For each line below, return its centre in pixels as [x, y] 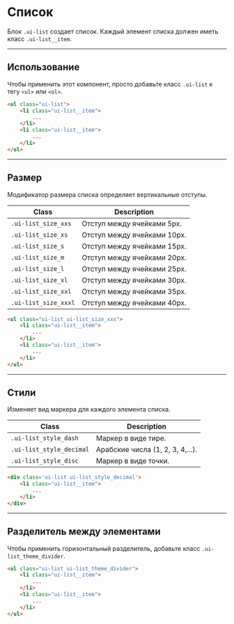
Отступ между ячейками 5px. [132, 224]
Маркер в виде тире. [131, 438]
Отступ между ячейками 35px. [134, 291]
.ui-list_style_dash [45, 438]
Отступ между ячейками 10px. [134, 235]
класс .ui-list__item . [39, 38]
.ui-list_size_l [38, 268]
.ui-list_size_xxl [41, 291]
